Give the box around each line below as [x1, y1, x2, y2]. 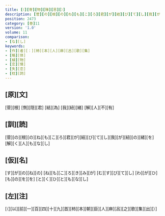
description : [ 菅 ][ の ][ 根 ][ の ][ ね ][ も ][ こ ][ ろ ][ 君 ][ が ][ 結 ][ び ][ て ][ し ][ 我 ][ [5, 12, 157, 17]
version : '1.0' [5, 26, 36, 30]
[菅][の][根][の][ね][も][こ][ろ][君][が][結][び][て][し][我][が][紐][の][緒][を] [5, 134, 154, 140]
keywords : [5, 44, 26, 49]
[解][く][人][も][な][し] [5, 140, 50, 146]
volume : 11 [5, 30, 27, 35]
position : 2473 [5, 16, 36, 21]
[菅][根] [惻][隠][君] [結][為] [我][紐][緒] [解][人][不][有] [5, 104, 114, 110]
